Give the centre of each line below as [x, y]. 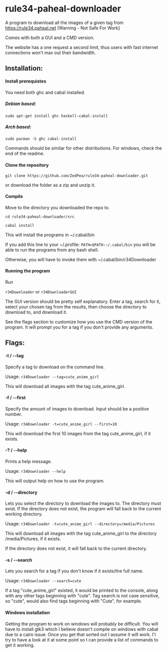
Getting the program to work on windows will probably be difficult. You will [82, 623]
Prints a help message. [29, 462]
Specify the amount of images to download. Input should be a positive [77, 409]
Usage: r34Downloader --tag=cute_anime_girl [52, 377]
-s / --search [19, 560]
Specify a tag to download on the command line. [55, 367]
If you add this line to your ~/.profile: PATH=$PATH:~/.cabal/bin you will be [81, 244]
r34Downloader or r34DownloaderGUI [41, 292]
